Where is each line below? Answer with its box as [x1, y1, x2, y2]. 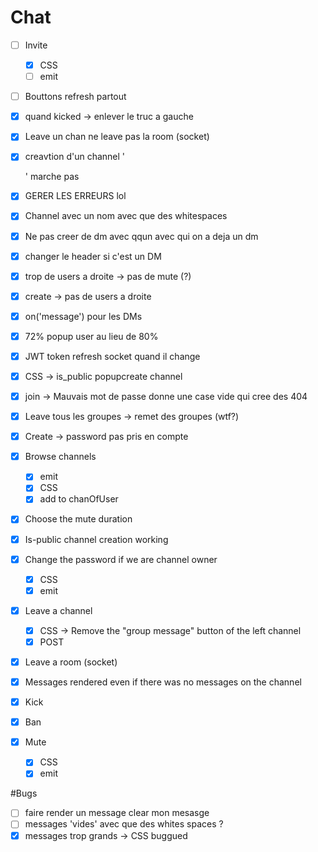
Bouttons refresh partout [24, 91, 127, 103]
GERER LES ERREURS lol [24, 190, 127, 202]
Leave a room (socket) [24, 656, 118, 668]
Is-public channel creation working [24, 533, 169, 545]
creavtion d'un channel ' [24, 151, 126, 163]
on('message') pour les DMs [24, 310, 143, 322]
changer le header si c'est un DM [24, 250, 162, 262]
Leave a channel [24, 604, 93, 616]
